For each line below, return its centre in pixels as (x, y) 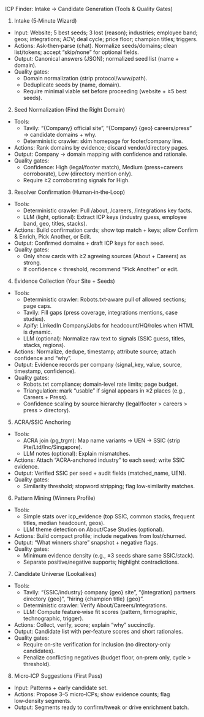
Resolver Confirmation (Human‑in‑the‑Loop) (70, 192)
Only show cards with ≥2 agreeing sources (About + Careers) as (105, 256)
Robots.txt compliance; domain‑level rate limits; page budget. (100, 384)
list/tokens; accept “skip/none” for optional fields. (77, 52)
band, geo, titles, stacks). (55, 224)
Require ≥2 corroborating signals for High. (77, 180)
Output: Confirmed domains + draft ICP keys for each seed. (89, 243)
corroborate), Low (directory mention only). (78, 174)
